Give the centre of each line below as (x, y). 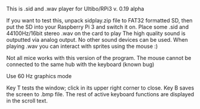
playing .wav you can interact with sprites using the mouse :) (82, 46)
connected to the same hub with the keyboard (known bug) (80, 64)
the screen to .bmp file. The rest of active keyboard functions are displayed (100, 94)
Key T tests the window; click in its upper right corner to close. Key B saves (100, 88)
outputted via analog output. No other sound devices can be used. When (97, 40)
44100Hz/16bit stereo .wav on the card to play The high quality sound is (96, 33)
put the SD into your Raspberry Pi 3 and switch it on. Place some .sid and (98, 27)
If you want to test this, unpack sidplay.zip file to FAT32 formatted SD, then (99, 20)
